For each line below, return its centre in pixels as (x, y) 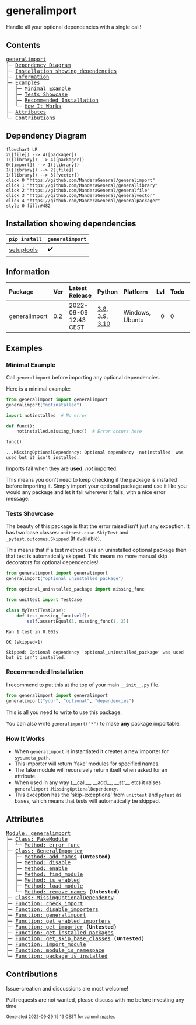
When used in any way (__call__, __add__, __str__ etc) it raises (88, 782)
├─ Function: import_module (46, 944)
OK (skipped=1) (24, 642)
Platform (136, 292)
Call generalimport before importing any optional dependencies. (83, 377)
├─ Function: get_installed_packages (60, 933)
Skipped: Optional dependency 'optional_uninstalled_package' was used (95, 652)
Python (108, 292)
